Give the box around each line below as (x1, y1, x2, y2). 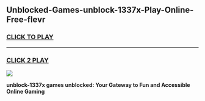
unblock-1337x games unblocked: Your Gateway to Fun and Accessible (6, 81, 190, 88)
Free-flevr (6, 15, 46, 25)
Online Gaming (6, 88, 45, 95)
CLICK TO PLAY (6, 33, 54, 42)
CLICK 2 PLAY (6, 56, 49, 64)
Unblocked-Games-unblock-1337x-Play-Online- (6, 5, 194, 15)
